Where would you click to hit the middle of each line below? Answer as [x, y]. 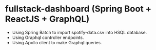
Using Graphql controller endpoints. [48, 37]
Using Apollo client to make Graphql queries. [57, 42]
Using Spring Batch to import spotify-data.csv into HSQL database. [79, 32]
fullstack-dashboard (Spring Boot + [78, 9]
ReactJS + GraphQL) [47, 19]
